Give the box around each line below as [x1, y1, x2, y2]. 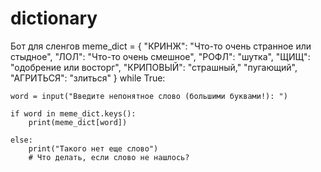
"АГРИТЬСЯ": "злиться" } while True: [10, 72, 166, 84]
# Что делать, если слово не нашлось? [28, 152, 190, 162]
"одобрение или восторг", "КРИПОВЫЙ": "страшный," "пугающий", [10, 61, 298, 73]
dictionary [10, 7, 98, 30]
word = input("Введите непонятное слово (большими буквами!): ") [10, 91, 288, 101]
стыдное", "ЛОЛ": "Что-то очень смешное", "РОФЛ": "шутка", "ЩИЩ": [10, 50, 311, 62]
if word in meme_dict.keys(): [10, 108, 137, 119]
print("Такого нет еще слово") [28, 143, 159, 154]
